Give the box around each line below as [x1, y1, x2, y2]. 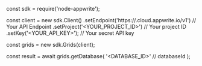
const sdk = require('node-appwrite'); [6, 5, 101, 12]
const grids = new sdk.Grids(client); [6, 41, 95, 48]
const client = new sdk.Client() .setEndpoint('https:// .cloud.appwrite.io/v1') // [6, 17, 197, 23]
